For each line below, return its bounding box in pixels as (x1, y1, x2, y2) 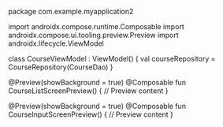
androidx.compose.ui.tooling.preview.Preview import (8, 31, 179, 39)
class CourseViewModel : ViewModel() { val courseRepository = (8, 54, 216, 63)
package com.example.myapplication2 (8, 7, 134, 16)
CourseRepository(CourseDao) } (8, 62, 113, 72)
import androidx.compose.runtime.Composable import (8, 22, 185, 31)
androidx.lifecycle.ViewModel (8, 39, 104, 48)
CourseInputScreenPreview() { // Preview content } (8, 110, 173, 119)
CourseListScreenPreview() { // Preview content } (8, 86, 169, 95)
